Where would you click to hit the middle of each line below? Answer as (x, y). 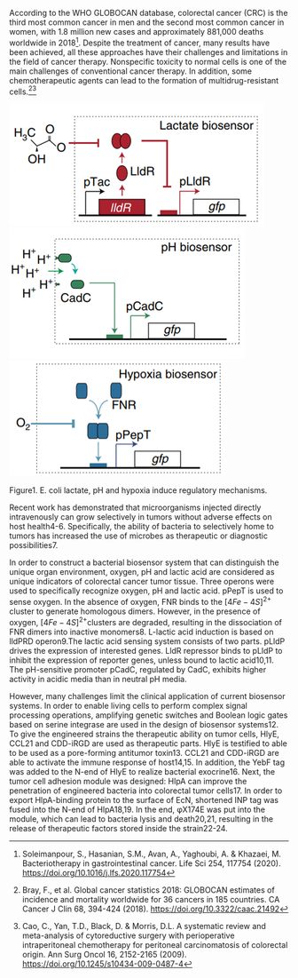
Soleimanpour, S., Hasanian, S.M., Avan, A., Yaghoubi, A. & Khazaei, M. (152, 854)
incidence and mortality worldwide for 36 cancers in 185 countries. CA (151, 899)
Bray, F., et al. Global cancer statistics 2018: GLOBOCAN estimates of (148, 890)
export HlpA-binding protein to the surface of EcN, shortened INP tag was (144, 799)
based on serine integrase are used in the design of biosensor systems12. (144, 724)
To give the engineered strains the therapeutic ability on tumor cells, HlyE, (144, 734)
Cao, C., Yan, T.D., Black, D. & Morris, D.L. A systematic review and (144, 926)
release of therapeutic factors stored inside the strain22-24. (118, 828)
